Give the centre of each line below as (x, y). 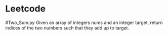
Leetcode (26, 9)
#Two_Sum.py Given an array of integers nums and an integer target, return (84, 22)
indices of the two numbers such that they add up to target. (67, 27)
